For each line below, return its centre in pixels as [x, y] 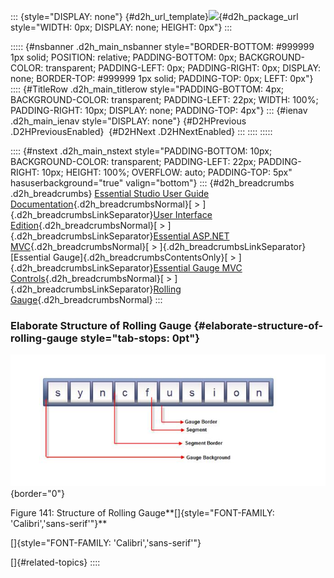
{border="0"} [38, 493]
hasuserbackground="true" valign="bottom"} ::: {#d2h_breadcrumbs [152, 183]
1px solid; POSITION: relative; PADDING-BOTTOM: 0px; [123, 57]
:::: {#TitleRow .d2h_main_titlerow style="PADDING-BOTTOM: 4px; [147, 89]
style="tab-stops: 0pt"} [139, 338]
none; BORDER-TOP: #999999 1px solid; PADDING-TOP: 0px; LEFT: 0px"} [162, 78]
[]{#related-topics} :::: [55, 562]
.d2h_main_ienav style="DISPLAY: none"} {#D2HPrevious [128, 121]
